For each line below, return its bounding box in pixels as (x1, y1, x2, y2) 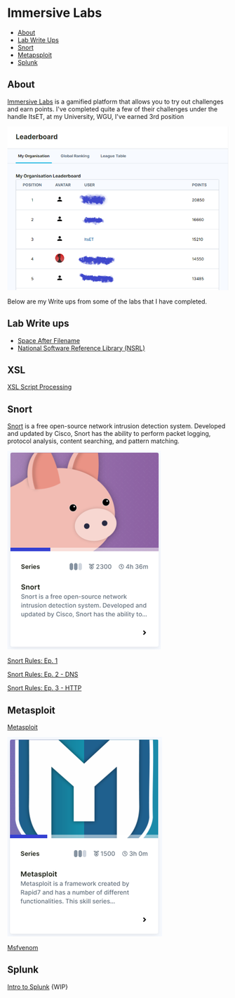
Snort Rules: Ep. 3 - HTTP (7, 684, 82, 692)
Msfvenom (7, 943, 39, 952)
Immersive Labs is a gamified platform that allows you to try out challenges (7, 97, 224, 106)
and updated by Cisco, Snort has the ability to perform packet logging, (7, 430, 211, 438)
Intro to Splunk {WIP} (7, 983, 69, 991)
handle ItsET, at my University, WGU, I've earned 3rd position (7, 112, 184, 120)
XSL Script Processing (7, 382, 72, 392)
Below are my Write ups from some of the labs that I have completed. (7, 297, 208, 306)
